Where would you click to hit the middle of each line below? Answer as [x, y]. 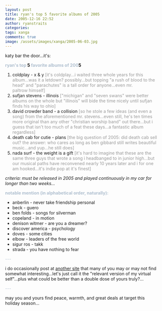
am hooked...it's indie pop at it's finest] [52, 169]
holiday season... [22, 303]
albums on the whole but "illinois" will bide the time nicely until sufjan [82, 101]
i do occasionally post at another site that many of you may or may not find [81, 268]
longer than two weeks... [30, 183]
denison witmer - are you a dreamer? [50, 223]
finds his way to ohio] [34, 106]
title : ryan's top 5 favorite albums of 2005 [52, 14]
